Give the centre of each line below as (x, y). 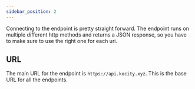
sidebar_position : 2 (32, 11)
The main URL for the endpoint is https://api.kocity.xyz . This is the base (96, 74)
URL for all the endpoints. (37, 80)
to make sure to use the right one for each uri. (62, 41)
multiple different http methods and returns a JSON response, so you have (96, 34)
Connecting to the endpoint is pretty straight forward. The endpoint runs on (98, 28)
